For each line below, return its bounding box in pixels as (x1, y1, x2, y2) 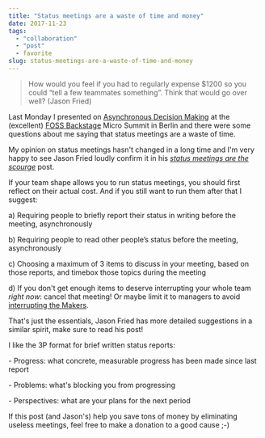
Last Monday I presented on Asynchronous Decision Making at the (8, 112, 230, 121)
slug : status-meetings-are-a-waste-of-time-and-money (8, 57, 194, 65)
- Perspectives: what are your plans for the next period (8, 395, 191, 405)
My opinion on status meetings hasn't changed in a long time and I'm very (8, 145, 254, 154)
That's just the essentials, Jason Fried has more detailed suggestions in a (8, 316, 253, 326)
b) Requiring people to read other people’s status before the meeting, (8, 234, 238, 244)
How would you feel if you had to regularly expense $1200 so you (27, 78, 247, 89)
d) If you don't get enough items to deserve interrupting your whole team (8, 283, 252, 293)
